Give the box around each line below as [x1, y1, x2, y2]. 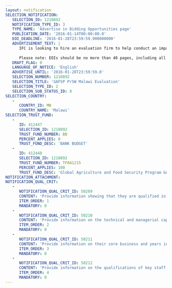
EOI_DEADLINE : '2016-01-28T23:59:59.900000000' [12, 36, 116, 42]
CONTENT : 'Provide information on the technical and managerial [18, 218, 159, 223]
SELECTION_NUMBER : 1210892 [12, 74, 70, 80]
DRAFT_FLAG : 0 [12, 60, 42, 65]
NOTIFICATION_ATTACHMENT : [5, 175, 60, 180]
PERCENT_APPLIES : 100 [18, 165, 66, 170]
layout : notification [5, 7, 52, 13]
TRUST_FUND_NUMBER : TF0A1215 [18, 160, 81, 165]
